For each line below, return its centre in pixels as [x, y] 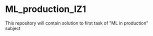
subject [13, 28]
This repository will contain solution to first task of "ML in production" [77, 23]
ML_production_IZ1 [46, 9]
